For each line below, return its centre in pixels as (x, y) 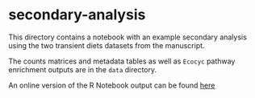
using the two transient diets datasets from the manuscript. (107, 45)
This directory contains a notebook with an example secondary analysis (128, 37)
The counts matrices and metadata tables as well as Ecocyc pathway (122, 61)
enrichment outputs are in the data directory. (83, 69)
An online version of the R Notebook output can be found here (112, 85)
